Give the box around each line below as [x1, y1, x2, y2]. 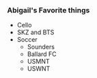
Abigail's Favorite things [7, 5, 90, 15]
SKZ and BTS [16, 28, 55, 36]
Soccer [16, 36, 38, 44]
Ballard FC [27, 50, 57, 58]
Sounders [27, 43, 55, 51]
